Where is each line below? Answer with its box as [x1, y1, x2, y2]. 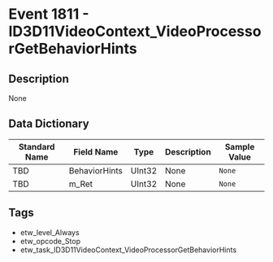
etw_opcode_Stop [19, 236, 81, 246]
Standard [18, 141, 55, 152]
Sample [224, 141, 255, 152]
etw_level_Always [19, 227, 80, 237]
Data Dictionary [8, 117, 89, 131]
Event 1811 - [8, 5, 89, 24]
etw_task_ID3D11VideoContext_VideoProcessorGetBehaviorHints [19, 245, 237, 255]
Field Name [72, 146, 119, 157]
